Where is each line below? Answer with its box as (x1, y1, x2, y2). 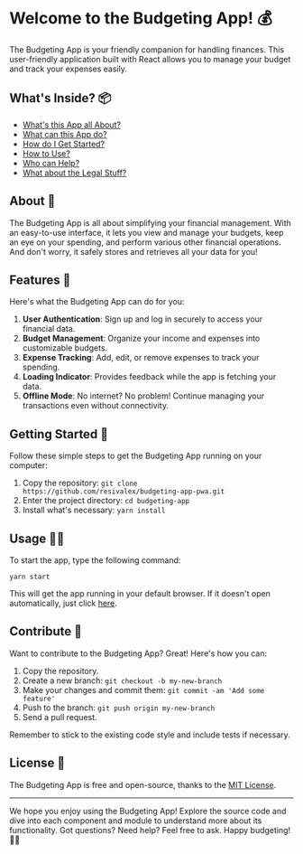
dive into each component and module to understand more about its (9, 815, 262, 826)
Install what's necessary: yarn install (22, 504, 166, 516)
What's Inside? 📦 (9, 90, 112, 106)
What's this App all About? (22, 119, 122, 130)
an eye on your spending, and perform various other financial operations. (9, 237, 281, 248)
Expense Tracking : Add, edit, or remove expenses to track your (22, 352, 260, 363)
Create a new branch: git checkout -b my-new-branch (22, 675, 223, 686)
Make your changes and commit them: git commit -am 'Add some (22, 684, 265, 695)
